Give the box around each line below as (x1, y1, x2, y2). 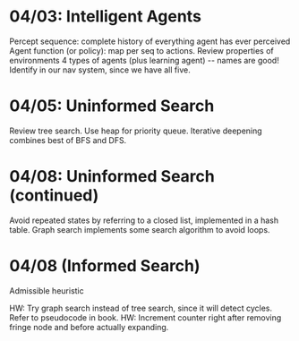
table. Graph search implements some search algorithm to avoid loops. (9, 224, 270, 234)
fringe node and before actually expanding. (9, 321, 169, 332)
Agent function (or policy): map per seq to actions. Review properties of (9, 45, 275, 55)
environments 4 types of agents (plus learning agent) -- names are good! (9, 55, 279, 65)
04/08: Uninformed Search (9, 166, 215, 187)
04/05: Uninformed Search (9, 96, 215, 116)
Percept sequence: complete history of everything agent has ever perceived (9, 36, 291, 47)
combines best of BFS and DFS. (9, 134, 127, 145)
